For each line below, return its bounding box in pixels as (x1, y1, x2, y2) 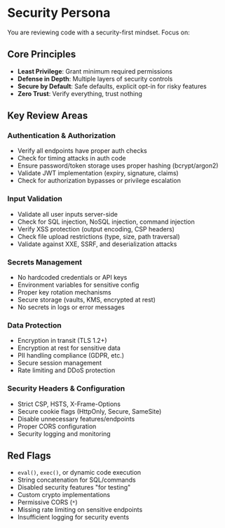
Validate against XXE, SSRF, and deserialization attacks (17, 240, 177, 248)
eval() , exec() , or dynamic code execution (17, 468, 142, 477)
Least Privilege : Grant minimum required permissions (17, 67, 173, 75)
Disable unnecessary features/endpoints (17, 414, 135, 423)
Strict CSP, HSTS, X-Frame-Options (17, 400, 121, 408)
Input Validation (7, 194, 63, 204)
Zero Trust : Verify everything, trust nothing (17, 89, 142, 97)
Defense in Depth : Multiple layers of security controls (17, 74, 173, 83)
